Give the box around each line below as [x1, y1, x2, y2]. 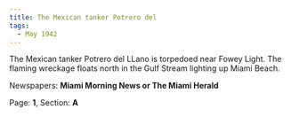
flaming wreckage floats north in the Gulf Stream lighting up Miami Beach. [9, 63, 280, 74]
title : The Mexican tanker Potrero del [9, 12, 158, 22]
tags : [9, 21, 29, 30]
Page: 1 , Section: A [9, 97, 78, 108]
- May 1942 [17, 29, 58, 38]
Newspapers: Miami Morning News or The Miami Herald [9, 81, 220, 91]
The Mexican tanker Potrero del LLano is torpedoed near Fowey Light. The [9, 54, 282, 65]
